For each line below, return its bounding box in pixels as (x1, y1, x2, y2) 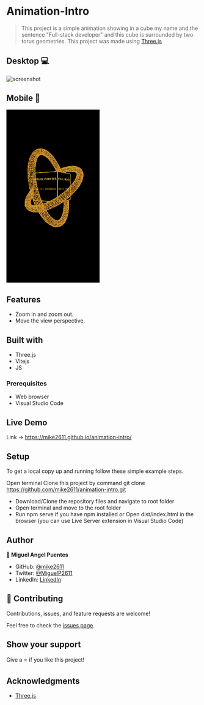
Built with (6, 335, 43, 345)
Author (6, 535, 34, 545)
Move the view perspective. (15, 317, 86, 324)
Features (6, 294, 41, 305)
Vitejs (15, 357, 30, 365)
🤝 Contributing (6, 594, 64, 604)
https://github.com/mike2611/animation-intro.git (6, 486, 126, 493)
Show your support (6, 640, 81, 650)
